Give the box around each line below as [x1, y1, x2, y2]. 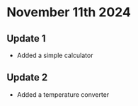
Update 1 [6, 33, 47, 45]
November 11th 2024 [6, 4, 132, 20]
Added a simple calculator [16, 51, 93, 59]
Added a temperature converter [16, 90, 110, 99]
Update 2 [6, 71, 48, 83]
